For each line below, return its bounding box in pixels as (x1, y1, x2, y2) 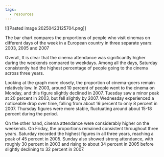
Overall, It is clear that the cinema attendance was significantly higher (5, 54, 146, 60)
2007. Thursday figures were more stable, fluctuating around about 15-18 (5, 106, 152, 112)
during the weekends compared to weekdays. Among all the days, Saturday (5, 60, 158, 66)
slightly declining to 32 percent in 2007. (5, 146, 85, 152)
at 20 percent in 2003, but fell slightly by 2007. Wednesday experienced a (5, 95, 154, 101)
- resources (9, 12, 34, 17)
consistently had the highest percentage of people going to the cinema (5, 65, 148, 71)
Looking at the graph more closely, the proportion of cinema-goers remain (5, 79, 155, 86)
